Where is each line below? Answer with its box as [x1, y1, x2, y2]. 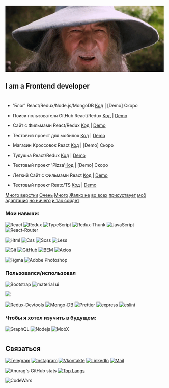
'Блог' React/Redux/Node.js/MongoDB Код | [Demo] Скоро [12, 102, 138, 109]
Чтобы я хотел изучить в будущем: [5, 314, 97, 321]
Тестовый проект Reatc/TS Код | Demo [12, 182, 97, 188]
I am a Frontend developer [5, 82, 90, 91]
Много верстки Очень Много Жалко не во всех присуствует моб [5, 191, 146, 198]
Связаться [5, 344, 41, 353]
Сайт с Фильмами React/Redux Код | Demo [12, 122, 106, 128]
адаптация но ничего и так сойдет [5, 197, 80, 203]
